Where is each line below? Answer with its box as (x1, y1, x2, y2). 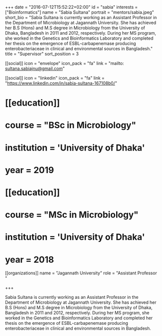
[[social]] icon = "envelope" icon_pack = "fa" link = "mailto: (5, 61, 124, 66)
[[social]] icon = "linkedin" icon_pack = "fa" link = (5, 75, 105, 81)
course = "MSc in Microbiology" (5, 209, 139, 221)
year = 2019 (5, 164, 55, 176)
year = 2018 (5, 254, 55, 265)
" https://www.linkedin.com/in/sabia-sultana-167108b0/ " (5, 80, 118, 86)
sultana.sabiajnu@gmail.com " (5, 66, 65, 71)
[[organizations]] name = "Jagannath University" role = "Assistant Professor (5, 270, 157, 276)
